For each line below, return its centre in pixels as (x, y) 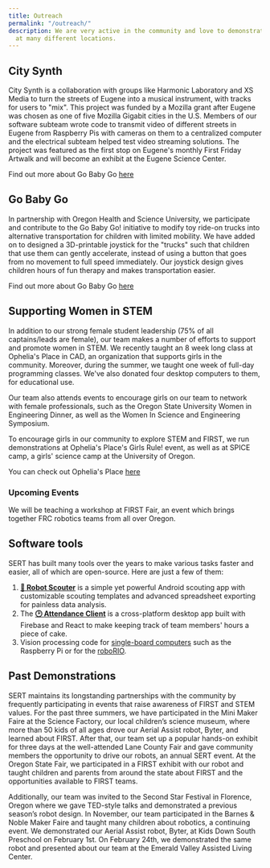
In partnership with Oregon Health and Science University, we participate (129, 219)
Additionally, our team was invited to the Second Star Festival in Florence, (130, 796)
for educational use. (41, 382)
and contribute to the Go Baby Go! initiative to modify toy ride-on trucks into (134, 227)
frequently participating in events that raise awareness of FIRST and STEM (132, 704)
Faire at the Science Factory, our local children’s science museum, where (129, 721)
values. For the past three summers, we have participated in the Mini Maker (133, 713)
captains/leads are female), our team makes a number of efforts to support (132, 339)
